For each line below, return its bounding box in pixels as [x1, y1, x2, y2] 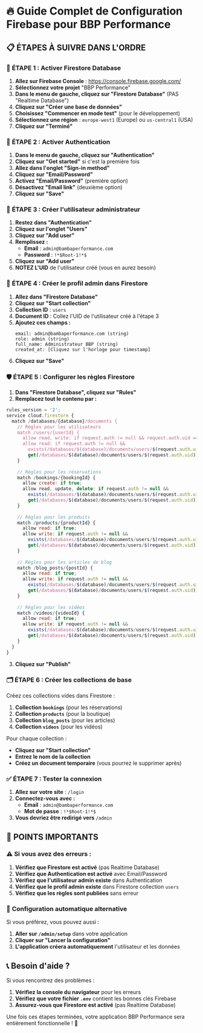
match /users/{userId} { [17, 429, 80, 436]
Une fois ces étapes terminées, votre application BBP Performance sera [6, 1013, 185, 1020]
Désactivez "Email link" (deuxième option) [14, 184, 123, 191]
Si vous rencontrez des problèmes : [6, 977, 95, 984]
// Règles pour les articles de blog [17, 559, 112, 565]
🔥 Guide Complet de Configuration [6, 4, 183, 18]
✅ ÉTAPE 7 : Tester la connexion [6, 775, 102, 783]
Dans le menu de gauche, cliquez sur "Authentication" [14, 152, 155, 159]
